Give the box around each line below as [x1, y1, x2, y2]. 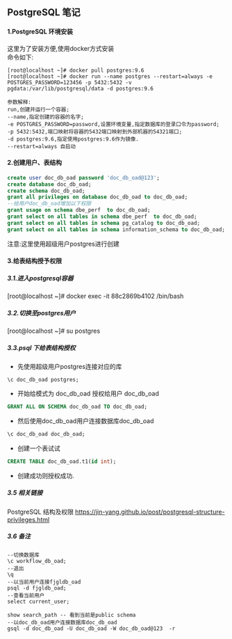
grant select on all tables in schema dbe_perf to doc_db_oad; [7, 213, 197, 221]
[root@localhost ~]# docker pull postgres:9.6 [7, 67, 144, 74]
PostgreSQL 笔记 [7, 6, 81, 19]
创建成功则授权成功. [17, 471, 74, 480]
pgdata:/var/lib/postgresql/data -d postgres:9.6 [7, 85, 154, 92]
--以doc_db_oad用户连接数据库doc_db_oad [7, 619, 117, 626]
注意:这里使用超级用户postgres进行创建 [7, 239, 120, 248]
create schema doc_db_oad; [7, 187, 85, 194]
